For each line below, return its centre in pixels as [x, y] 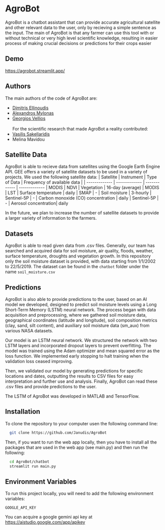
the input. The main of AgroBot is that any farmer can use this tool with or [80, 33]
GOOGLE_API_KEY [21, 508]
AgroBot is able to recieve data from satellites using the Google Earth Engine [82, 166]
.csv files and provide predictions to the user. [51, 387]
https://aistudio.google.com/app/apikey [45, 522]
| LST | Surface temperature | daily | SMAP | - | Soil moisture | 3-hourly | [78, 193]
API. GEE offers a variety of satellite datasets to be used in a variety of [76, 172]
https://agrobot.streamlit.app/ [35, 71]
